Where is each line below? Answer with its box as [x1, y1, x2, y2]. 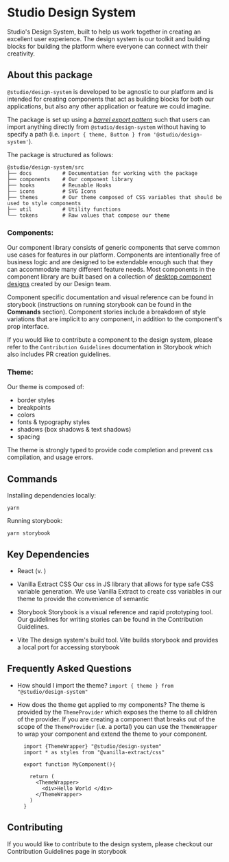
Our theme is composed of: [7, 383, 84, 391]
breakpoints [16, 404, 51, 412]
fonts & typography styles [16, 418, 91, 426]
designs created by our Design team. [7, 280, 112, 288]
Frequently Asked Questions [7, 663, 132, 675]
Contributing [7, 822, 63, 833]
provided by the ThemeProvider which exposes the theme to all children [16, 708, 217, 716]
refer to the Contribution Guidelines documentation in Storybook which [7, 343, 211, 351]
